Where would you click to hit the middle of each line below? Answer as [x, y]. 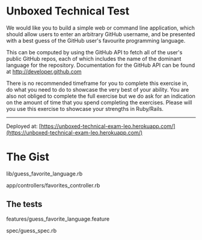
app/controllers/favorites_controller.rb [53, 185]
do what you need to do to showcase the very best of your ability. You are [98, 89]
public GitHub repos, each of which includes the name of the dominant [94, 58]
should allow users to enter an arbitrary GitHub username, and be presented [101, 34]
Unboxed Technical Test [68, 11]
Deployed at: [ [24, 126]
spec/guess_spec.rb [32, 230]
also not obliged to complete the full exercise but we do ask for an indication [101, 96]
